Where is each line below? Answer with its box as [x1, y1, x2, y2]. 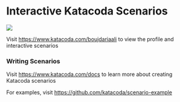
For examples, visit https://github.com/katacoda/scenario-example [6, 89, 172, 96]
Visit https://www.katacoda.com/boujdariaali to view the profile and [6, 35, 174, 43]
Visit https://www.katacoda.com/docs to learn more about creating [6, 71, 173, 78]
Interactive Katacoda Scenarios [6, 4, 168, 18]
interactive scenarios [6, 42, 59, 49]
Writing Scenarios [6, 57, 60, 65]
